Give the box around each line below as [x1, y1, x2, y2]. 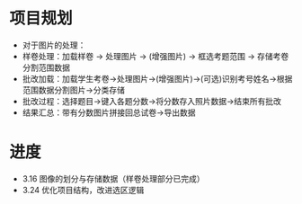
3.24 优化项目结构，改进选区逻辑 [22, 184, 145, 195]
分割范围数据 [22, 62, 70, 73]
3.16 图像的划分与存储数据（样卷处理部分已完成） [22, 173, 205, 184]
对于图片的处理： [22, 40, 86, 50]
